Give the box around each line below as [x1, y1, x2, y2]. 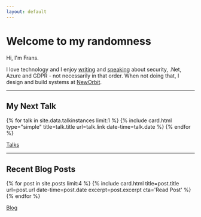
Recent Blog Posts [6, 164, 76, 174]
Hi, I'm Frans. [6, 54, 39, 61]
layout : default [6, 8, 47, 15]
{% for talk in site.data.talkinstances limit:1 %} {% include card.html [6, 117, 172, 124]
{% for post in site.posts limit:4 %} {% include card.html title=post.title [6, 180, 179, 187]
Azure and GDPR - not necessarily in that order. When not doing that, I [6, 72, 179, 79]
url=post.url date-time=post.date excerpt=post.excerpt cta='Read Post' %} [6, 186, 191, 194]
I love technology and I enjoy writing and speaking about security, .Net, [6, 66, 182, 73]
